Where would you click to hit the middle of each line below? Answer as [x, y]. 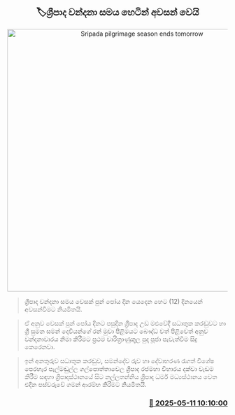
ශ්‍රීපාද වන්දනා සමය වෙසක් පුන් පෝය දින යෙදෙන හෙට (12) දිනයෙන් [113, 301]
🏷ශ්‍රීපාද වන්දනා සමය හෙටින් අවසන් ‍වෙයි [117, 12]
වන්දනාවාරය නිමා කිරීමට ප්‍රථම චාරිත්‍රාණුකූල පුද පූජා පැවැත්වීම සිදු [111, 339]
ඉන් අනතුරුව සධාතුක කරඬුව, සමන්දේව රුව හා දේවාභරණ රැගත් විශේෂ [119, 360]
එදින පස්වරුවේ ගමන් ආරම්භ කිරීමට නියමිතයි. [85, 384]
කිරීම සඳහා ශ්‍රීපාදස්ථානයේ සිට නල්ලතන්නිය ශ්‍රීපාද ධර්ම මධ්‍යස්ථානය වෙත [121, 377]
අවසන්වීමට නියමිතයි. [53, 309]
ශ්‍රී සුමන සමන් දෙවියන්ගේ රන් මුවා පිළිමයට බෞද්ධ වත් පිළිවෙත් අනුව [116, 331]
